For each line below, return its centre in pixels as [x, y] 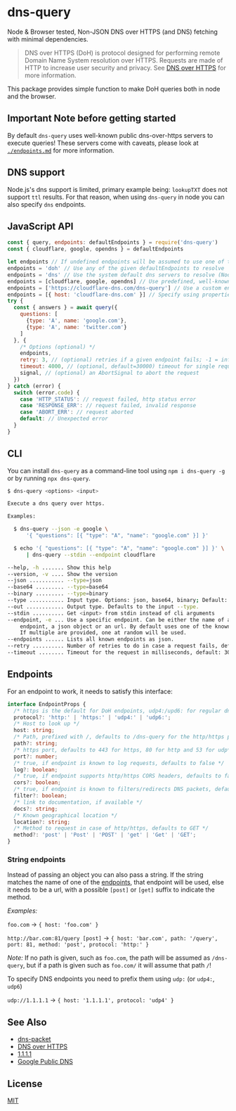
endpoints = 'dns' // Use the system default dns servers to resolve [111, 275]
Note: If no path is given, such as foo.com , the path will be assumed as [109, 958]
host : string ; [34, 731]
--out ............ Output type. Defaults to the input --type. [103, 606]
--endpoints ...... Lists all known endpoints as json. [91, 640]
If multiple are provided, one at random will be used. [104, 633]
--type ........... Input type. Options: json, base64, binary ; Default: [118, 601]
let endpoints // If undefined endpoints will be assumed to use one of [116, 262]
